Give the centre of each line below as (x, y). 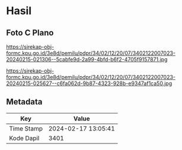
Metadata (24, 102)
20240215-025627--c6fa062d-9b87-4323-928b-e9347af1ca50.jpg (89, 83)
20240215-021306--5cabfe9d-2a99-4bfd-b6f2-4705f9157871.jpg (87, 59)
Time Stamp (26, 128)
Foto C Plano (30, 33)
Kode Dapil (24, 138)
